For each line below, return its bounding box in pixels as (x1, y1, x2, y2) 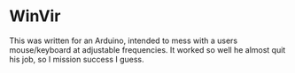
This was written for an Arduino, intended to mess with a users (9, 35, 237, 46)
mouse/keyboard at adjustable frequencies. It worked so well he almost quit (9, 44, 286, 55)
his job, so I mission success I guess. (9, 54, 144, 64)
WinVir (9, 6, 61, 26)
